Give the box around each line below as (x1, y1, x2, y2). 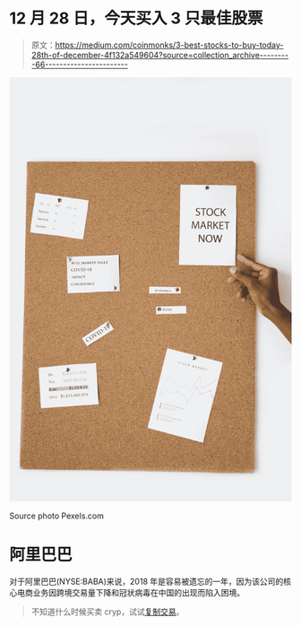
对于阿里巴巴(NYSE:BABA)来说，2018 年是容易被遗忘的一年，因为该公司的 (9, 576, 284, 587)
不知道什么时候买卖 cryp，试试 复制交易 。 (30, 606, 185, 617)
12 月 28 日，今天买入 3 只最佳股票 (9, 8, 263, 29)
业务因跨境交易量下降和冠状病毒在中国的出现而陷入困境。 (32, 587, 245, 597)
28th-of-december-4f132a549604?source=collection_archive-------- (30, 49, 289, 60)
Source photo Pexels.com (9, 510, 105, 521)
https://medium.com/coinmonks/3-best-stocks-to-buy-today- (55, 39, 284, 50)
